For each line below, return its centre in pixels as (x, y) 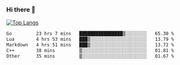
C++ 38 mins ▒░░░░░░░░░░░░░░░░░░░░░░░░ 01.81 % (90, 51)
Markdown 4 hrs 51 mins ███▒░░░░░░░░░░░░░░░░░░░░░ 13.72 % (90, 45)
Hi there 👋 (21, 10)
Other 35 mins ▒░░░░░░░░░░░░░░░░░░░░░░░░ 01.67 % (90, 56)
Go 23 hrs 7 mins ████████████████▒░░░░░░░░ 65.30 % (90, 34)
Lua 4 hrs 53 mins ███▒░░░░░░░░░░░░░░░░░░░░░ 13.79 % (90, 39)
